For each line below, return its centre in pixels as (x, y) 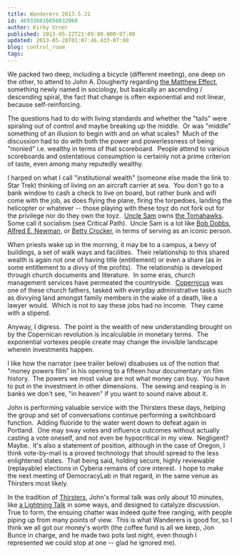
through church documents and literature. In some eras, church (101, 275)
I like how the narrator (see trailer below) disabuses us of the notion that (113, 363)
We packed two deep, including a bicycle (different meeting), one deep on (117, 74)
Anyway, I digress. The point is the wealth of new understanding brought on (119, 326)
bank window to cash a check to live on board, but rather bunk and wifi (112, 193)
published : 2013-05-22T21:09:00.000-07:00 (71, 34)
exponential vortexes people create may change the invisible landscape (113, 342)
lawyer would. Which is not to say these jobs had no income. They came (115, 305)
